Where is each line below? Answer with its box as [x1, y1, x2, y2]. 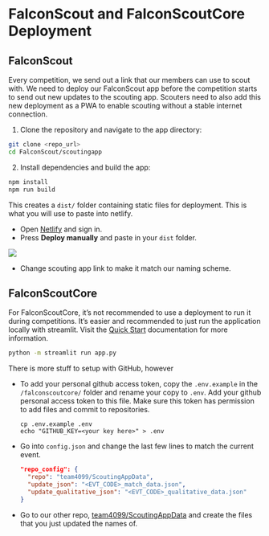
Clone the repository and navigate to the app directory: [19, 125, 202, 134]
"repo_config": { [19, 465, 79, 474]
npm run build [8, 186, 56, 194]
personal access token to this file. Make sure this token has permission [19, 396, 255, 406]
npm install [8, 178, 48, 186]
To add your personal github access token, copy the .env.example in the [19, 379, 259, 389]
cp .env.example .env [19, 420, 92, 428]
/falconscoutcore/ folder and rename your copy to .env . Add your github [19, 387, 262, 398]
